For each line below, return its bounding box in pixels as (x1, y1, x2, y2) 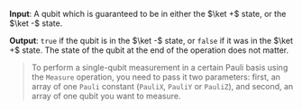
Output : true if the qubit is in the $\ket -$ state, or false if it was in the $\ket (9, 36, 293, 46)
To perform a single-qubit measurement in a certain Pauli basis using (31, 63, 288, 72)
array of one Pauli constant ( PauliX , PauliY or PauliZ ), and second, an (31, 81, 294, 91)
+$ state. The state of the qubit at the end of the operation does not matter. (9, 45, 289, 55)
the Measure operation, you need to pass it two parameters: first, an (31, 72, 281, 82)
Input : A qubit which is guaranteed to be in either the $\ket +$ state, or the (9, 9, 287, 19)
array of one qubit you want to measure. (31, 90, 181, 101)
